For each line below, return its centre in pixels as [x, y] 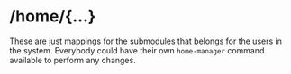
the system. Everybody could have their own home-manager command [137, 50]
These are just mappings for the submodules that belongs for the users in [145, 41]
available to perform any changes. [73, 60]
